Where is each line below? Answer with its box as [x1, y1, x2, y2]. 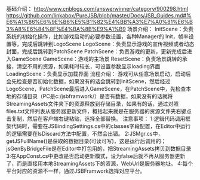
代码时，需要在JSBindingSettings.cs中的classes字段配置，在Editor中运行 [11, 123, 191, 130]
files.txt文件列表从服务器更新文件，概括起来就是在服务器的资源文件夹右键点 [6, 108, 192, 115]
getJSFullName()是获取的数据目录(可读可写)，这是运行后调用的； [6, 138, 167, 145]
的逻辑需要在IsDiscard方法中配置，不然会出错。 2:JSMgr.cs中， [6, 130, 164, 137]
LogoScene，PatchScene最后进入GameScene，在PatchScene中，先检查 [6, 86, 186, 92]
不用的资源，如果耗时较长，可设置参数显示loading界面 [26, 63, 161, 70]
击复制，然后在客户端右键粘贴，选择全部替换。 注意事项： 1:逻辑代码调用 [6, 115, 186, 122]
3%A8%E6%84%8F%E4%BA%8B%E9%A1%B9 [6, 26, 127, 32]
